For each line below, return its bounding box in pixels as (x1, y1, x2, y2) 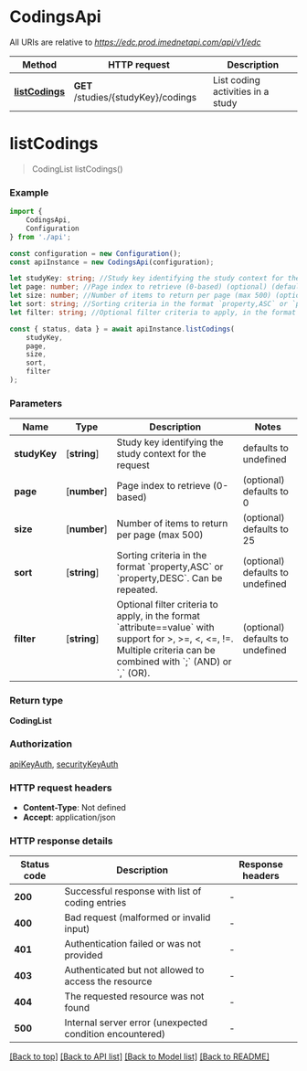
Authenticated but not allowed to (64, 964, 205, 977)
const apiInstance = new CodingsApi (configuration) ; (9, 258, 215, 267)
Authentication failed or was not (64, 938, 201, 950)
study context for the (116, 448, 207, 461)
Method (22, 58, 58, 70)
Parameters (9, 397, 62, 409)
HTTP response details (9, 834, 113, 847)
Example (9, 186, 49, 198)
